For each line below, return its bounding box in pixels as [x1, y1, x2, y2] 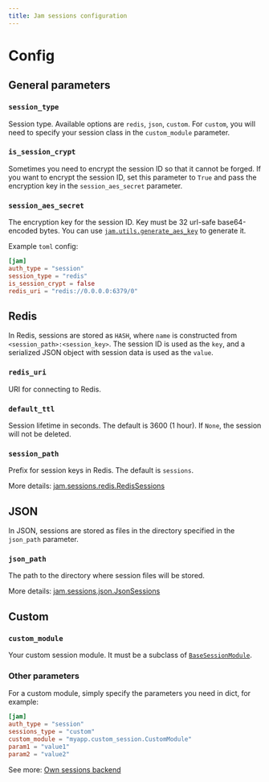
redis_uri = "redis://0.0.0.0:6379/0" [8, 287, 138, 295]
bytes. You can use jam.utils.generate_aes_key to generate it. [39, 226, 247, 236]
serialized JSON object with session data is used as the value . [8, 348, 214, 358]
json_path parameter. [8, 534, 79, 544]
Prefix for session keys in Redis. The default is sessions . [8, 465, 194, 475]
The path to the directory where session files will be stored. [8, 571, 205, 581]
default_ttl [8, 404, 55, 413]
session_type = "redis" [8, 271, 88, 280]
